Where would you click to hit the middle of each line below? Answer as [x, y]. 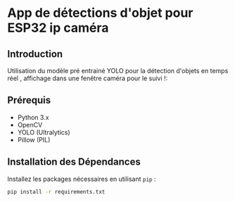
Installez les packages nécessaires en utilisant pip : [82, 179]
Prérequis [29, 100]
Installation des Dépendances [74, 162]
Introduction [35, 54]
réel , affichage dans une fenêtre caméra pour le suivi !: [88, 78]
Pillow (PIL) [34, 139]
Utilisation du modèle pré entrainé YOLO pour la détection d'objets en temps [118, 71]
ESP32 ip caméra [58, 28]
